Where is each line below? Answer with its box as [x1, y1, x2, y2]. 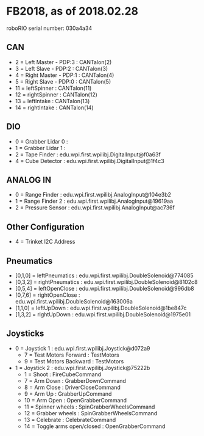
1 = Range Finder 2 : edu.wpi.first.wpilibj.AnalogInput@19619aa [15, 197, 174, 205]
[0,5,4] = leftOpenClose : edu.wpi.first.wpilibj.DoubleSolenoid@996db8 [15, 285, 194, 292]
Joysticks [6, 329, 44, 339]
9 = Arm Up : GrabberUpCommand [24, 390, 112, 398]
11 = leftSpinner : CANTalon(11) [15, 84, 92, 92]
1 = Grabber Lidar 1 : [15, 144, 66, 151]
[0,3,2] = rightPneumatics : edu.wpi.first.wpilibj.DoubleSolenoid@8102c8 [15, 278, 198, 285]
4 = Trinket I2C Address [15, 238, 76, 245]
